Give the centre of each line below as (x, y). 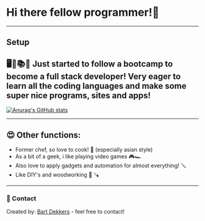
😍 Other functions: (44, 135)
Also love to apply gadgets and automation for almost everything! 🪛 (101, 165)
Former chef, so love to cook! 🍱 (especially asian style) (84, 149)
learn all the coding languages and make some (97, 86)
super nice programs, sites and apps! (79, 95)
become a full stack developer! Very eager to (94, 76)
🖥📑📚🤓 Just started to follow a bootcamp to (90, 64)
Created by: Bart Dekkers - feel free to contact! (66, 212)
